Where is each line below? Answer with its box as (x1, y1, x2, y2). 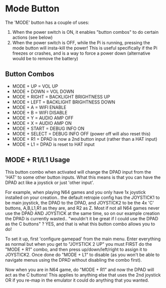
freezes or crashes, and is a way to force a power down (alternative (12, 50, 151, 56)
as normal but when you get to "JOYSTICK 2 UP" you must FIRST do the (5, 241, 152, 247)
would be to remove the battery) (12, 55, 78, 61)
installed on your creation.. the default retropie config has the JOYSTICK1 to (5, 194, 160, 200)
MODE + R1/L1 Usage (5, 156, 70, 164)
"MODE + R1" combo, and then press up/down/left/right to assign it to (5, 246, 148, 252)
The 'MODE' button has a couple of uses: (5, 19, 89, 25)
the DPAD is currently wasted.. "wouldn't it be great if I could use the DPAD (5, 215, 159, 221)
